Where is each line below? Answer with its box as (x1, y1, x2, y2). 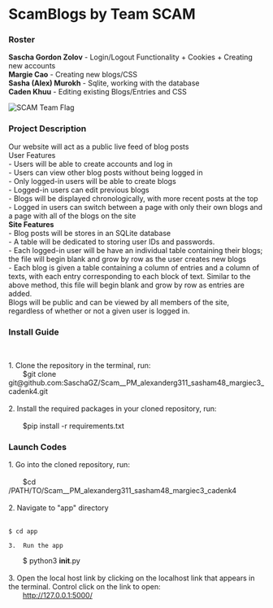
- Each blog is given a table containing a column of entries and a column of (8, 262, 260, 273)
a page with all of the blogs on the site (8, 211, 136, 221)
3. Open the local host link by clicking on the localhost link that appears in (8, 573, 255, 583)
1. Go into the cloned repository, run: (8, 460, 130, 470)
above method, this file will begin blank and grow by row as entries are (8, 280, 245, 290)
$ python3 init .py (23, 556, 81, 566)
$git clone (23, 370, 57, 379)
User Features (8, 150, 56, 160)
